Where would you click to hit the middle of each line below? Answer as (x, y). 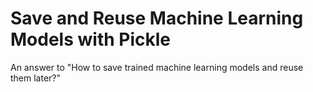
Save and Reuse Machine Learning (157, 18)
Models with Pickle (90, 39)
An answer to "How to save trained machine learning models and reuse (157, 67)
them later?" (36, 78)
